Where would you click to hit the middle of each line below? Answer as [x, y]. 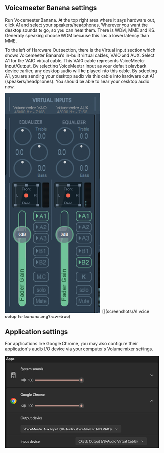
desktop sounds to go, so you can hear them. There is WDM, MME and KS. [80, 30]
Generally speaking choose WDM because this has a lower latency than [77, 35]
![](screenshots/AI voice [125, 311]
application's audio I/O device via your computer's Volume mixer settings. [79, 349]
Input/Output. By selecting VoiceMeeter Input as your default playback [76, 66]
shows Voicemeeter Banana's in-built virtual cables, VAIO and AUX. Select [80, 55]
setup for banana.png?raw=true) [38, 316]
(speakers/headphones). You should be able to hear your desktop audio [77, 81]
